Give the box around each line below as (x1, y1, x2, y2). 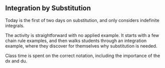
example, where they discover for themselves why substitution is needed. (5, 42, 157, 49)
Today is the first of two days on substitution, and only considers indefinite (5, 17, 159, 23)
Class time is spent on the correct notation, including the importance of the (5, 52, 160, 58)
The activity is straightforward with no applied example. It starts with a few (5, 32, 159, 38)
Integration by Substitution (5, 4, 91, 12)
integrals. (5, 22, 25, 28)
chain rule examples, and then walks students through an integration (5, 37, 147, 43)
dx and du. (5, 57, 28, 64)
